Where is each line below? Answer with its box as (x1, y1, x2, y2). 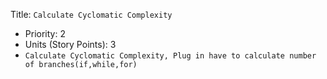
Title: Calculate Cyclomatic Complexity (10, 9, 173, 20)
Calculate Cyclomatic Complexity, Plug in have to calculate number (24, 51, 317, 61)
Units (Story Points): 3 (24, 39, 117, 50)
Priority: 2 (24, 28, 66, 39)
